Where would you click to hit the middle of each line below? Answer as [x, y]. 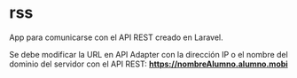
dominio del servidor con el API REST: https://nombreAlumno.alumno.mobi [148, 64]
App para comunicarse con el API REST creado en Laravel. [116, 37]
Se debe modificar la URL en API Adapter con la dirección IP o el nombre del [148, 54]
